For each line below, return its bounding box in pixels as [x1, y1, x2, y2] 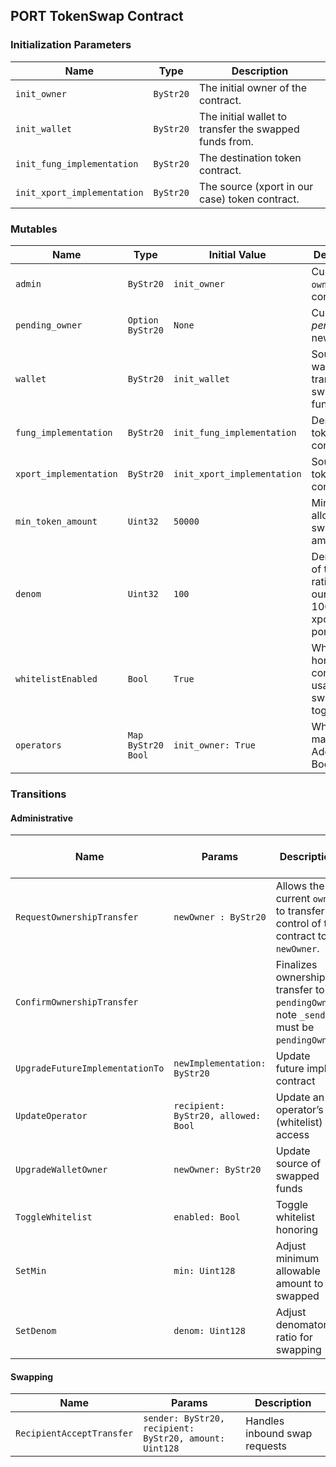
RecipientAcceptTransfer [15, 1428, 134, 1439]
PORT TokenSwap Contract [10, 8, 184, 25]
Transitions [10, 787, 67, 801]
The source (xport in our [198, 179, 314, 193]
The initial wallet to [198, 109, 288, 123]
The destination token [198, 150, 302, 164]
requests [245, 1439, 287, 1453]
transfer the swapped [198, 122, 300, 136]
